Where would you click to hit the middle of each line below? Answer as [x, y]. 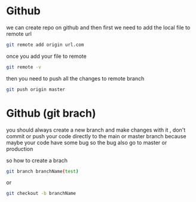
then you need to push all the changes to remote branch [75, 78]
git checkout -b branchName [41, 194]
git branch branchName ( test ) [42, 171]
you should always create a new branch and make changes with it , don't [96, 130]
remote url [19, 33]
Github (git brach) [51, 113]
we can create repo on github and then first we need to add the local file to [98, 27]
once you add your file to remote [46, 56]
